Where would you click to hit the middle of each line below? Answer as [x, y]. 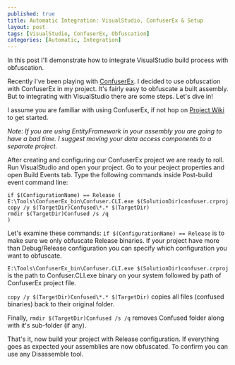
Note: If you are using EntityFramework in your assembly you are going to [115, 131]
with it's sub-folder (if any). [47, 325]
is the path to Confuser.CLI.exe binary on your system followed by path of [114, 275]
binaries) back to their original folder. [61, 304]
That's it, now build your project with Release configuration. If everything [113, 339]
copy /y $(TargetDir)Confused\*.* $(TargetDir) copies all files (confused [116, 297]
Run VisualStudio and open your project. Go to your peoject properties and [116, 167]
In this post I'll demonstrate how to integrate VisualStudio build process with [118, 60]
